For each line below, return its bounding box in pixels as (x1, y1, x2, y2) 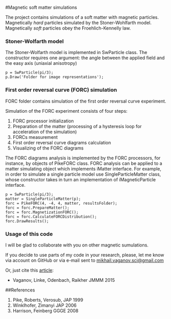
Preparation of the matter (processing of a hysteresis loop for (12, 123, 142, 129)
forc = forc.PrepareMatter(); (5, 205, 70, 210)
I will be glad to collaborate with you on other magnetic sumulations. (5, 242, 149, 248)
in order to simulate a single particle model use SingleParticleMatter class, (5, 171, 161, 177)
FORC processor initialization (12, 117, 74, 124)
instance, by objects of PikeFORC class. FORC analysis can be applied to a (5, 160, 162, 166)
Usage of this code (5, 230, 53, 237)
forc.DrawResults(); (5, 218, 50, 224)
